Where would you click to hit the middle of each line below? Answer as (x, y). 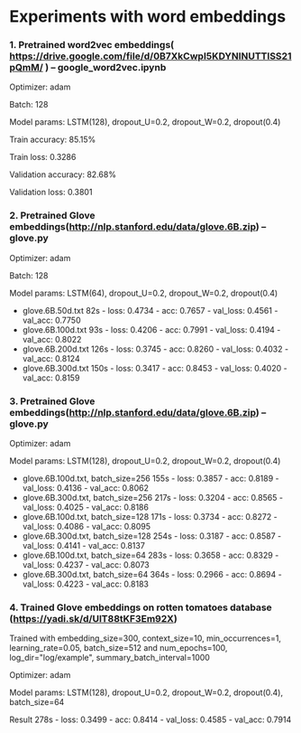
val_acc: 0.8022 (52, 339)
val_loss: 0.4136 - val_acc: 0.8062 (86, 488)
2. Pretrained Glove (52, 216)
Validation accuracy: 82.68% (63, 174)
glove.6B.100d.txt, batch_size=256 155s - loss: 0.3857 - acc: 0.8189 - (150, 479)
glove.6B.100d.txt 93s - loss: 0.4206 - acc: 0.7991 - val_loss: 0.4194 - (151, 329)
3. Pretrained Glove (52, 401)
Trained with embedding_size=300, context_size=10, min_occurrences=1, (146, 638)
